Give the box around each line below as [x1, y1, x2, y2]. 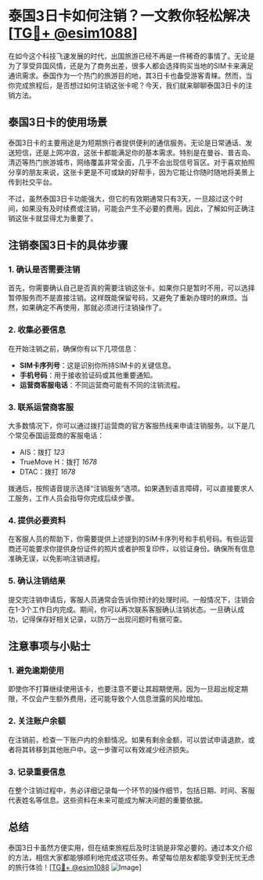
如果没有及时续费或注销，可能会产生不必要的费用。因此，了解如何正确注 [21, 203, 255, 213]
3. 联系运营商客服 [8, 402, 74, 413]
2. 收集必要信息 [8, 325, 67, 336]
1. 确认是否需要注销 [8, 264, 81, 275]
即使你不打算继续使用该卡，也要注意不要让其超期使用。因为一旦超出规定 [8, 684, 241, 694]
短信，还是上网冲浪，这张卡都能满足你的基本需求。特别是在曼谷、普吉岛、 [14, 147, 255, 157]
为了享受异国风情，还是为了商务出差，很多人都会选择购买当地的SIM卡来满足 [8, 60, 254, 71]
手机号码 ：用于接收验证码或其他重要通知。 [19, 370, 157, 380]
